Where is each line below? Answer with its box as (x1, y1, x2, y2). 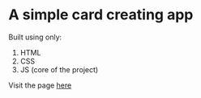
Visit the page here (8, 80, 72, 90)
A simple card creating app (8, 6, 194, 24)
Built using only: (8, 32, 62, 42)
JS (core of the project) (19, 64, 99, 74)
